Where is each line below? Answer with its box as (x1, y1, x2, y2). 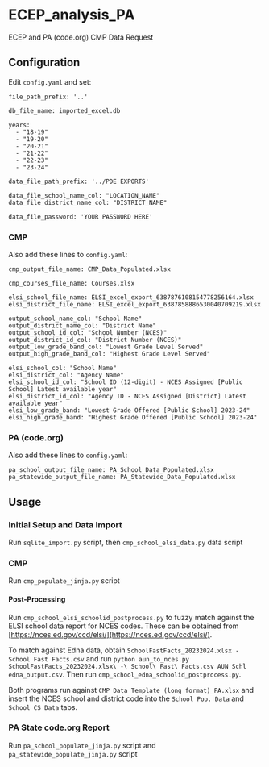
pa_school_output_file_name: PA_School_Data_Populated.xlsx (8, 466, 215, 474)
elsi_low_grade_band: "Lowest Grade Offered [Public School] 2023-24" (8, 406, 250, 415)
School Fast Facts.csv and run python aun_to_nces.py (8, 653, 190, 663)
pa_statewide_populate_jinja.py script (8, 748, 139, 759)
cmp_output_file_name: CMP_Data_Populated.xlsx (8, 265, 172, 273)
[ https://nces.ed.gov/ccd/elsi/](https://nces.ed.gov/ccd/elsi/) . (8, 629, 213, 639)
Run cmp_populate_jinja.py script (8, 576, 121, 586)
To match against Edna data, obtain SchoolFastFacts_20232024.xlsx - (8, 645, 239, 655)
